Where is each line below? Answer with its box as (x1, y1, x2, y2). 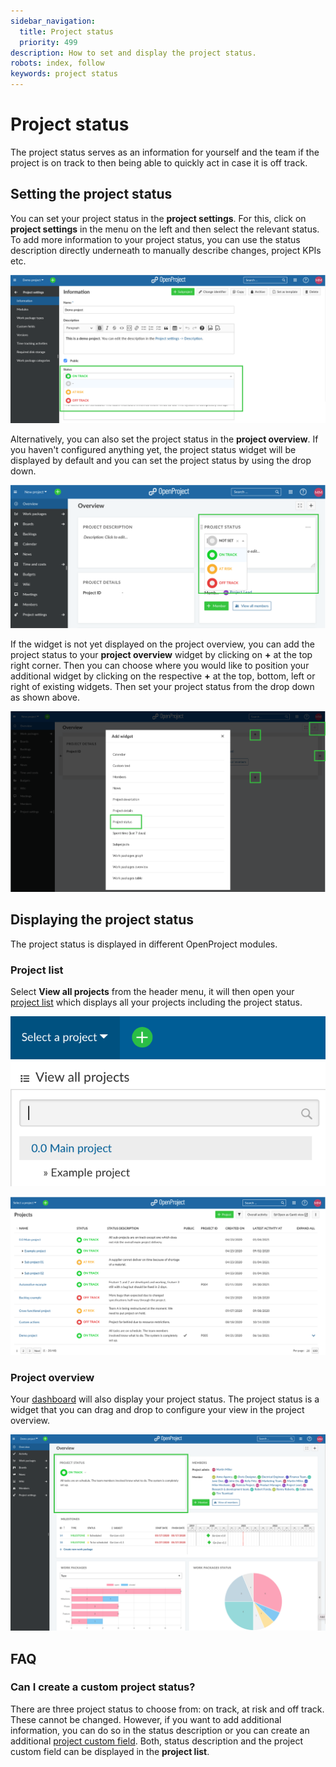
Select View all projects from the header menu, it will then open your (10, 986, 295, 998)
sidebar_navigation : (10, 16, 97, 26)
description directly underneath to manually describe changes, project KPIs (10, 244, 322, 256)
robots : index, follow (10, 58, 105, 69)
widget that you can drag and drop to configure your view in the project (10, 1404, 305, 1416)
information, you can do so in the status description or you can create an (10, 1724, 310, 1736)
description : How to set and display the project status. (10, 48, 257, 58)
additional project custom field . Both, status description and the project (10, 1735, 303, 1747)
